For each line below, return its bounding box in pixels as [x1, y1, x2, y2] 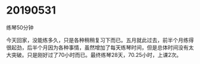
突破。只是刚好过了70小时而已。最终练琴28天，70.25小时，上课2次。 [11, 51, 182, 58]
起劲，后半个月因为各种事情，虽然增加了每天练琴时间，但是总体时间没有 [11, 44, 189, 51]
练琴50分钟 [6, 24, 34, 31]
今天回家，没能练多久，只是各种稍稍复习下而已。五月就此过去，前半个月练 [6, 36, 189, 43]
